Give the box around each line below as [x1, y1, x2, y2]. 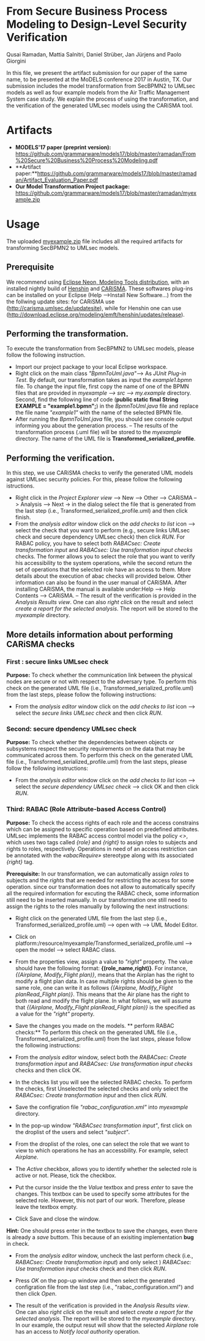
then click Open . [15, 1289, 57, 1297]
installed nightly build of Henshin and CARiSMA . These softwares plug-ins [6, 284, 193, 292]
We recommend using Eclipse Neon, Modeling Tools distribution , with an [6, 278, 190, 286]
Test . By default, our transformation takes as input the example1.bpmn [15, 376, 192, 384]
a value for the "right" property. [15, 1010, 95, 1017]
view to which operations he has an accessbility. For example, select [15, 1146, 188, 1154]
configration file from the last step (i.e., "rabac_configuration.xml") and [15, 1283, 194, 1291]
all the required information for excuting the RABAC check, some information [6, 889, 199, 897]
